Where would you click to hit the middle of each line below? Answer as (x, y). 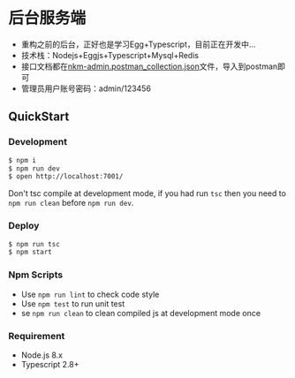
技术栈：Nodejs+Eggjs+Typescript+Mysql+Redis (110, 55)
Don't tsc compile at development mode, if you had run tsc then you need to (147, 193)
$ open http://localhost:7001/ (66, 177)
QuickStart (39, 117)
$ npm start (30, 253)
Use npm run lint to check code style (90, 294)
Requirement (37, 336)
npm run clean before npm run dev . (71, 203)
